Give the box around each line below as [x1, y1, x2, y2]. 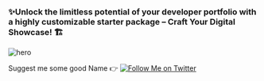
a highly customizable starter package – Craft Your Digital [8, 16, 236, 27]
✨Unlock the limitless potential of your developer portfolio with [8, 6, 257, 17]
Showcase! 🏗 [8, 26, 64, 37]
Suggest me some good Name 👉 [8, 64, 118, 73]
